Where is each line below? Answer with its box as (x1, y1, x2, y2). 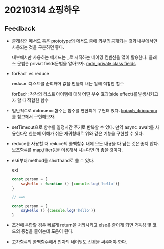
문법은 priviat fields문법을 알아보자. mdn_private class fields (17, 61, 136, 66)
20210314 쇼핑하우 (4, 4, 80, 16)
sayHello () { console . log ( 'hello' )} (21, 208, 96, 213)
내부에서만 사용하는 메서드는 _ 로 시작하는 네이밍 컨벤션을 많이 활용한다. (11, 55, 148, 60)
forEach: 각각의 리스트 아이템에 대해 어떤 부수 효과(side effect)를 (11, 91, 137, 97)
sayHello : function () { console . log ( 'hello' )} (21, 181, 120, 186)
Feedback (4, 24, 36, 32)
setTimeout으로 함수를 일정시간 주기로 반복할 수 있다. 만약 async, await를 (11, 124, 154, 130)
